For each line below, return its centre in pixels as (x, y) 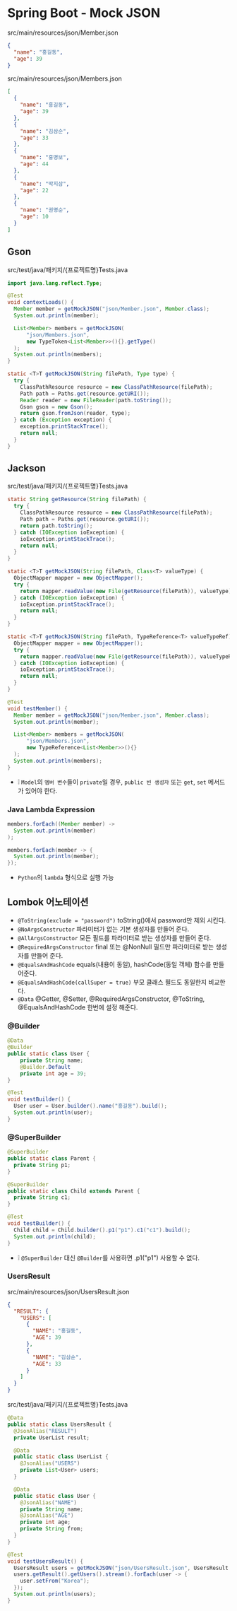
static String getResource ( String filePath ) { (77, 500)
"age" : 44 (35, 164)
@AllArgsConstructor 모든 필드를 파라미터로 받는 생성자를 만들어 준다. (114, 938)
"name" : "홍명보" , (45, 158)
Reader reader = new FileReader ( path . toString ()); (96, 400)
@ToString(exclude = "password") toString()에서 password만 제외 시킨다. (122, 920)
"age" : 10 (35, 217)
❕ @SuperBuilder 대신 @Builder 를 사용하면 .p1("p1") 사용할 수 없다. (108, 1258)
